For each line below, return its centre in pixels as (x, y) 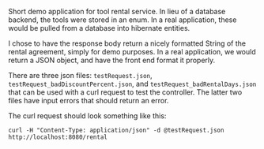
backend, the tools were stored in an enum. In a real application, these (123, 20)
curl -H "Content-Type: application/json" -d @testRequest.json (116, 130)
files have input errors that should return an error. (89, 101)
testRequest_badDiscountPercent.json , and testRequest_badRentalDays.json (132, 84)
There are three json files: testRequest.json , (80, 75)
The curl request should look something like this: (87, 116)
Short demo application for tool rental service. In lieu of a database (117, 11)
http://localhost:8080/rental (58, 137)
